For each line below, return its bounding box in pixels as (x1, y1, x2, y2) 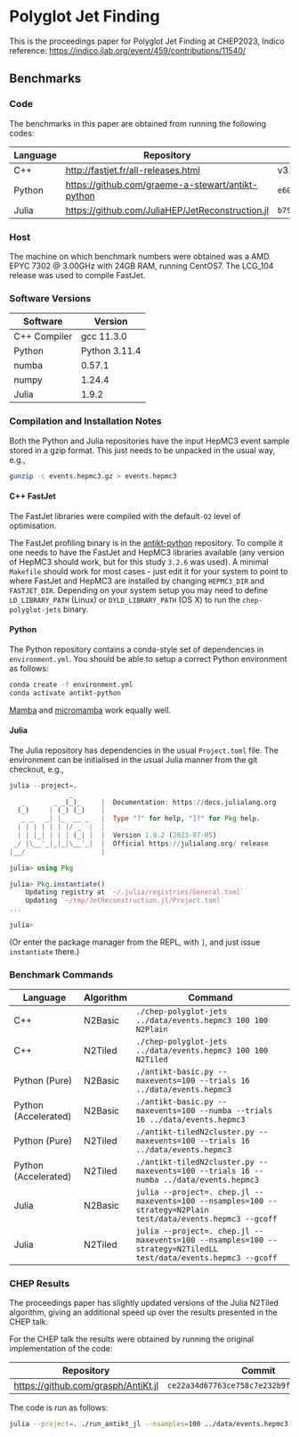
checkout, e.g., (9, 764, 64, 774)
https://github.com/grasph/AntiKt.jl (13, 1380, 158, 1392)
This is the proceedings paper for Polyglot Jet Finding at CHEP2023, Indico (9, 36, 285, 46)
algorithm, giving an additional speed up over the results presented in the (9, 1307, 278, 1317)
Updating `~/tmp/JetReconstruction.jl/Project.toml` (25, 896, 225, 905)
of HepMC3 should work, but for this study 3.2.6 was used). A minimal (9, 556, 269, 567)
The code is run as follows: (9, 1402, 109, 1413)
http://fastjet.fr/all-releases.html (65, 163, 200, 176)
